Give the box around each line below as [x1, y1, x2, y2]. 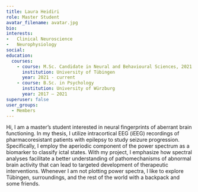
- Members [11, 108, 36, 113]
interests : [6, 31, 33, 37]
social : [6, 47, 25, 53]
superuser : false [6, 96, 49, 102]
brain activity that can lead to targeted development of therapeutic [6, 161, 169, 168]
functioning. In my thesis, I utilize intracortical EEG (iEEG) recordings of [6, 130, 180, 137]
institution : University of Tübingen [21, 69, 116, 75]
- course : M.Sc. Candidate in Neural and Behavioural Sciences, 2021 [17, 63, 193, 70]
